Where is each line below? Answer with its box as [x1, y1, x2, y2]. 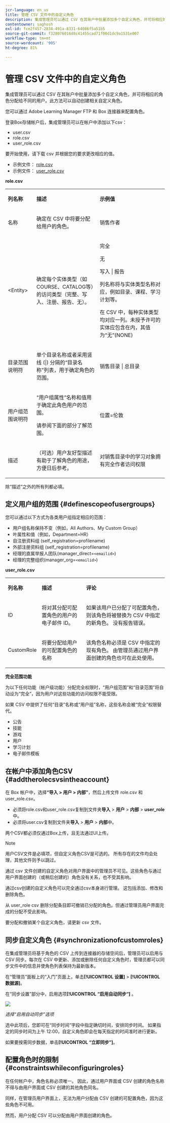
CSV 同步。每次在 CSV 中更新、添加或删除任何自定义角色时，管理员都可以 [5, 957, 160, 962]
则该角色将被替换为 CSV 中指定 [86, 612, 160, 619]
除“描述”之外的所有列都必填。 [5, 483, 67, 489]
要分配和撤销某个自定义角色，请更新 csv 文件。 [5, 919, 104, 926]
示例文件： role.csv [12, 161, 53, 167]
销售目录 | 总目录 [99, 362, 140, 369]
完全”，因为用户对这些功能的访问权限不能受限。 [20, 690, 120, 697]
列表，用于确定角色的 [44, 366, 95, 373]
